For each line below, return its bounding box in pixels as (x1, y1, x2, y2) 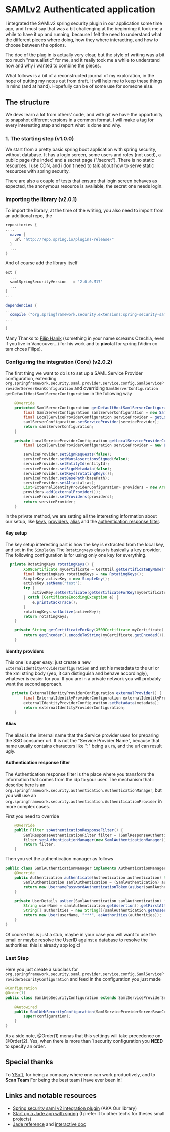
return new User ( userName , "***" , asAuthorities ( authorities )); (23, 913, 162, 918)
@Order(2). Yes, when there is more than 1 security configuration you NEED (5, 1038, 163, 1044)
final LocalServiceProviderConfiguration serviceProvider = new (23, 443, 162, 448)
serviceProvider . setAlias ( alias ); (23, 480, 96, 485)
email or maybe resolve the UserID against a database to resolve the (5, 937, 148, 943)
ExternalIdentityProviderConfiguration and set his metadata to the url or (5, 665, 159, 671)
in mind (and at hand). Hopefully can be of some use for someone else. (5, 83, 154, 89)
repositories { (5, 222, 37, 228)
